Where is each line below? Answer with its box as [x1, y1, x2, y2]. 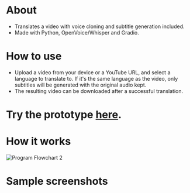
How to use [6, 50, 62, 63]
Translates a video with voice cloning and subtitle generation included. [14, 23, 185, 30]
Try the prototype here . [6, 108, 122, 122]
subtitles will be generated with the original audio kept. [14, 81, 147, 88]
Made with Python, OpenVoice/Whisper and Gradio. [14, 29, 139, 36]
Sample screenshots [6, 175, 108, 188]
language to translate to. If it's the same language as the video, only [14, 75, 178, 82]
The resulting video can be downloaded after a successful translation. [14, 87, 183, 94]
